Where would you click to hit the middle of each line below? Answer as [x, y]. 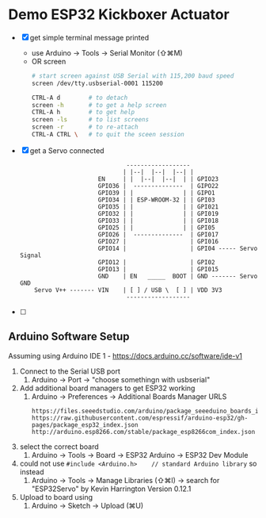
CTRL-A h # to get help [83, 113]
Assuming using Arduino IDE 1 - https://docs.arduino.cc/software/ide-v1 [125, 355]
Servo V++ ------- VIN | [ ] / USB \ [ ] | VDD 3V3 [128, 290]
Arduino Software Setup [69, 337]
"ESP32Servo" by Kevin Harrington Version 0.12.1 [111, 489]
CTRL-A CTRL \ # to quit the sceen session [108, 135]
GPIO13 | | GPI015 [158, 269]
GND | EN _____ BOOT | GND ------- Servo [178, 276]
